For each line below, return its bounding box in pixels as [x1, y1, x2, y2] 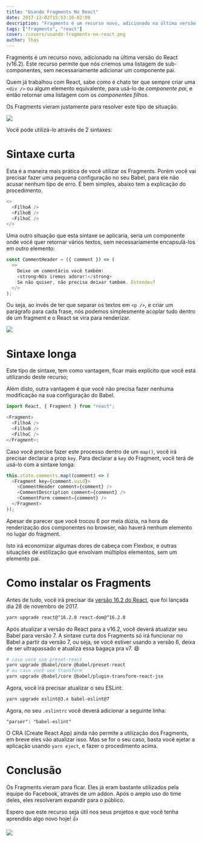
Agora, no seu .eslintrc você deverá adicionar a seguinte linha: [6, 707, 166, 714]
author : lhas [6, 37, 39, 43]
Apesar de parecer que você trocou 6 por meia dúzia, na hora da [6, 517, 168, 525]
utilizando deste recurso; [6, 374, 68, 381]
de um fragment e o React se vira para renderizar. [6, 314, 131, 322]
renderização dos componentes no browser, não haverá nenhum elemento [6, 524, 192, 531]
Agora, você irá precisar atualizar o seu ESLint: [6, 684, 123, 692]
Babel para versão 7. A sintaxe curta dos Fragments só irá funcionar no [6, 631, 183, 639]
